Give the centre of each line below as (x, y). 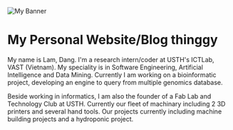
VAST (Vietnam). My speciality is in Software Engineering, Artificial (105, 67)
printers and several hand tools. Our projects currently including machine (115, 111)
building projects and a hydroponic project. (71, 119)
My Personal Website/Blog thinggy (113, 40)
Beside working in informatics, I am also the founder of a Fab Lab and (109, 96)
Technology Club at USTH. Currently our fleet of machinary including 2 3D (116, 104)
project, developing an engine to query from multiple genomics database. (115, 82)
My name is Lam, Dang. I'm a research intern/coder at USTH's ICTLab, (111, 59)
